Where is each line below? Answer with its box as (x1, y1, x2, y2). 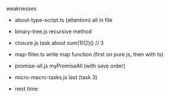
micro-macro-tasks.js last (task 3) (14, 74, 97, 80)
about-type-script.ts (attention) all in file (14, 17, 113, 23)
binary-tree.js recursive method (14, 28, 92, 35)
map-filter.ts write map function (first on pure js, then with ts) (14, 51, 164, 58)
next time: (14, 85, 40, 92)
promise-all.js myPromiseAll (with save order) (14, 62, 126, 69)
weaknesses (6, 5, 37, 12)
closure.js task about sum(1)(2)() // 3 (14, 40, 104, 46)
